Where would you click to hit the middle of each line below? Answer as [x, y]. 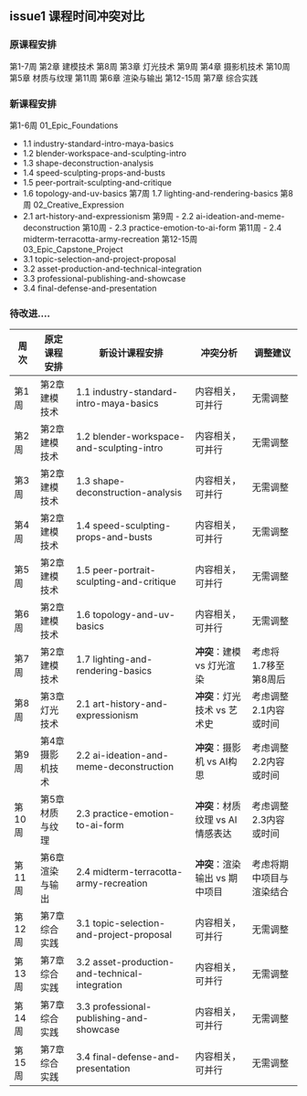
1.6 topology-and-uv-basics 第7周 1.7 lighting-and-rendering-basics [150, 193]
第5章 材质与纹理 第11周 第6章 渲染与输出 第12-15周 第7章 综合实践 [134, 78]
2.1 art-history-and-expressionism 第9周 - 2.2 [108, 216]
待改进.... [30, 314]
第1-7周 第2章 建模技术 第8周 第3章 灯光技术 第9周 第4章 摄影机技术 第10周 [150, 66]
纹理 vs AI [216, 820]
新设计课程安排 [131, 353]
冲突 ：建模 [218, 652]
